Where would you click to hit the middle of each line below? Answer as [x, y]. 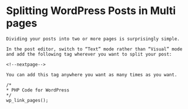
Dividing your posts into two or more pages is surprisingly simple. [93, 39]
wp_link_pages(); [27, 100]
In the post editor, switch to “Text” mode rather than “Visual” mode [94, 49]
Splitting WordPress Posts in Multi [91, 11]
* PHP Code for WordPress [38, 90]
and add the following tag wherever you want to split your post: [89, 54]
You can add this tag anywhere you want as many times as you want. [92, 74]
